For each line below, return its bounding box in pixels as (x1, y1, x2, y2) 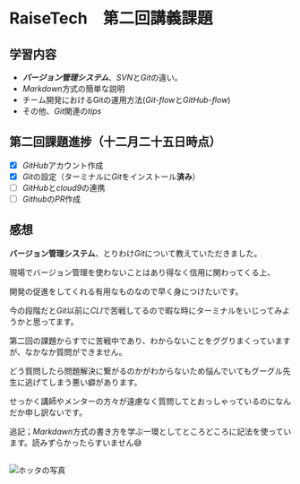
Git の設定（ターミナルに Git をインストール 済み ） (21, 171, 201, 182)
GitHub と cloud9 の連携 (21, 182, 106, 193)
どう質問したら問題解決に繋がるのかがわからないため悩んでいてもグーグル (9, 365, 284, 376)
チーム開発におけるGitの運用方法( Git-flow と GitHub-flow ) (21, 95, 231, 105)
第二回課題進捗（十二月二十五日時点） (9, 134, 221, 150)
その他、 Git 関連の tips (21, 106, 102, 117)
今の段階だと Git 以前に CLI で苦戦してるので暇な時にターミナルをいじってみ (9, 305, 283, 315)
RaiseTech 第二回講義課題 (9, 8, 213, 29)
